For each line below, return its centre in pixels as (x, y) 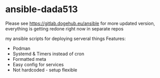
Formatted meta (30, 59)
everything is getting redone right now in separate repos (64, 28)
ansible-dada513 (42, 9)
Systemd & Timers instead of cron (48, 54)
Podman (21, 48)
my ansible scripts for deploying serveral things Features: (65, 38)
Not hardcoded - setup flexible (45, 70)
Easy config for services (38, 64)
